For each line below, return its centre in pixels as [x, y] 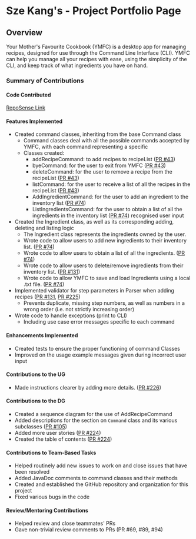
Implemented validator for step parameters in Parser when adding [94, 291]
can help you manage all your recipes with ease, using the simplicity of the [97, 59]
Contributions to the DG [36, 401]
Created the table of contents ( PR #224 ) [63, 439]
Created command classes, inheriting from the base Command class [98, 134]
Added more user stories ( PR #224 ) [58, 432]
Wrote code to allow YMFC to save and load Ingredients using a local [107, 278]
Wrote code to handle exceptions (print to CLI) [71, 315]
